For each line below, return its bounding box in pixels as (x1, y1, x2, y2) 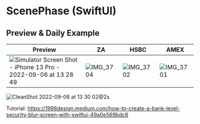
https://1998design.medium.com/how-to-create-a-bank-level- (27, 105, 180, 111)
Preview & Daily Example (6, 28, 100, 38)
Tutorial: (6, 105, 27, 111)
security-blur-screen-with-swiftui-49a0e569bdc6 (6, 111, 129, 118)
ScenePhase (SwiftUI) (6, 4, 117, 18)
